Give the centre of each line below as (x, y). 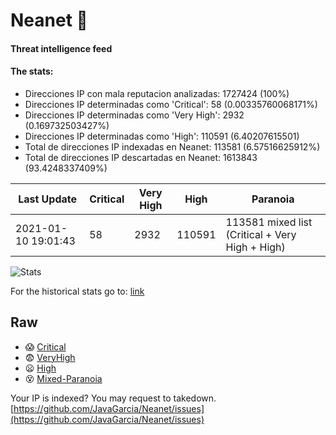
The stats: (32, 71)
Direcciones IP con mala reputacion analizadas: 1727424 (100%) (157, 93)
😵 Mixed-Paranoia (63, 378)
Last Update (48, 199)
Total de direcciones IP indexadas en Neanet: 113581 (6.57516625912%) (172, 146)
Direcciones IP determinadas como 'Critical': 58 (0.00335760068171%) (171, 104)
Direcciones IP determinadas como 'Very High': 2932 (134, 115)
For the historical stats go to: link (77, 291)
